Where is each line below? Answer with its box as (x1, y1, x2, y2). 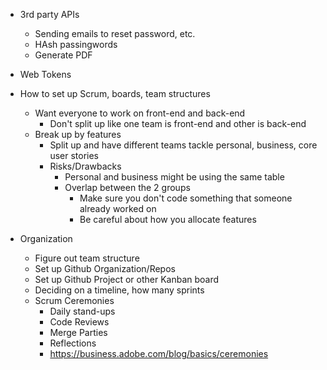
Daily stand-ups (49, 305, 116, 317)
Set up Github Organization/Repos (34, 263, 176, 274)
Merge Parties (49, 327, 108, 338)
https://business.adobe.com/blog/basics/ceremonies (49, 348, 269, 359)
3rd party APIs (19, 9, 80, 20)
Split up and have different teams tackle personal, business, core (49, 139, 318, 151)
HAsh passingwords (34, 39, 118, 50)
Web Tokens (19, 69, 72, 80)
